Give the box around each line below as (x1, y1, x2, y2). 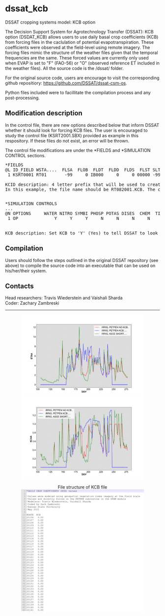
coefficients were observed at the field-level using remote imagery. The (5, 44, 150, 50)
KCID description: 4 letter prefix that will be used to (5, 181, 145, 187)
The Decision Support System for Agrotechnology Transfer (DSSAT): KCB (5, 29, 154, 34)
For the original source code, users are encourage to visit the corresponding (5, 75, 160, 81)
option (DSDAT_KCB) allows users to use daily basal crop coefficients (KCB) (5, 34, 159, 40)
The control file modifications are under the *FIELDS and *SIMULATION (5, 147, 151, 153)
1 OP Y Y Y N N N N (7, 215, 151, 221)
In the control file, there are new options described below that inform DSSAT (5, 122, 160, 128)
